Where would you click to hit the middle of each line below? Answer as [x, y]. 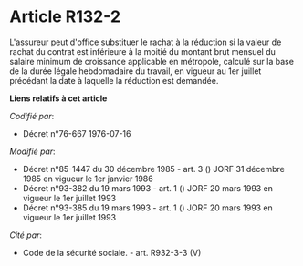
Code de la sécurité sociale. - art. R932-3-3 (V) [112, 252]
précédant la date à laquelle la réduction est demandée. [114, 80]
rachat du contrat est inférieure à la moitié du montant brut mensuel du [142, 51]
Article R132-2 [65, 17]
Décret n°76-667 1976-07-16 [77, 133]
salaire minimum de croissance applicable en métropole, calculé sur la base [152, 61]
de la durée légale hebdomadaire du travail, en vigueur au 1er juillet [136, 71]
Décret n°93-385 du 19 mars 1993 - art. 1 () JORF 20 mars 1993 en [148, 208]
